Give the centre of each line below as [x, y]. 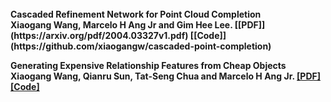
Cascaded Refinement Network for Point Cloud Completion [136, 14]
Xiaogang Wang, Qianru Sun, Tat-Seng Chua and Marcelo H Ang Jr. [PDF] [165, 76]
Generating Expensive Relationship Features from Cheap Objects [148, 65]
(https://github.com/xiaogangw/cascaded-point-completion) [141, 46]
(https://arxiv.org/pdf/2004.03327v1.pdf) [99, 35]
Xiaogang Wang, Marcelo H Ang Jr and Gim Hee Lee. [121, 25]
